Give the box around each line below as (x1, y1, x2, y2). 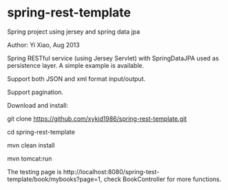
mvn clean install (7, 141, 55, 149)
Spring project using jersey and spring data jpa (7, 27, 141, 36)
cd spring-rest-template (7, 128, 76, 136)
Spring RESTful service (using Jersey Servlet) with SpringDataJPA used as (7, 54, 219, 62)
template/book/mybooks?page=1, (7, 175, 103, 183)
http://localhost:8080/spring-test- (63, 167, 160, 176)
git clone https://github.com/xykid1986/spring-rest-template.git (7, 115, 187, 123)
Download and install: (7, 101, 69, 109)
